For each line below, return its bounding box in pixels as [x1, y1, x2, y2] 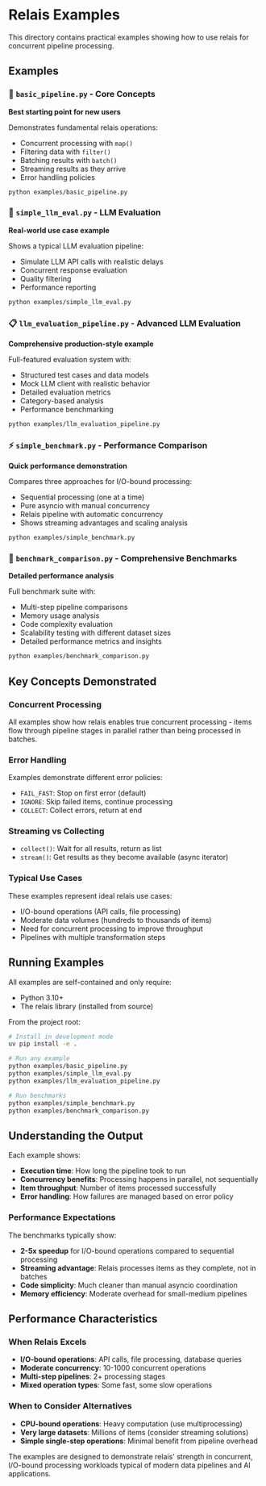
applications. [8, 1468, 51, 1478]
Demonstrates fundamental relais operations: [8, 123, 159, 132]
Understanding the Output [8, 1129, 143, 1142]
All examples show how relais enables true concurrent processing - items [8, 716, 252, 727]
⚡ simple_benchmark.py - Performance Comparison [8, 440, 208, 451]
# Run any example [8, 1054, 70, 1062]
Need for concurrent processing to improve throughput [19, 924, 203, 933]
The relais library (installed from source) [19, 1001, 154, 1011]
